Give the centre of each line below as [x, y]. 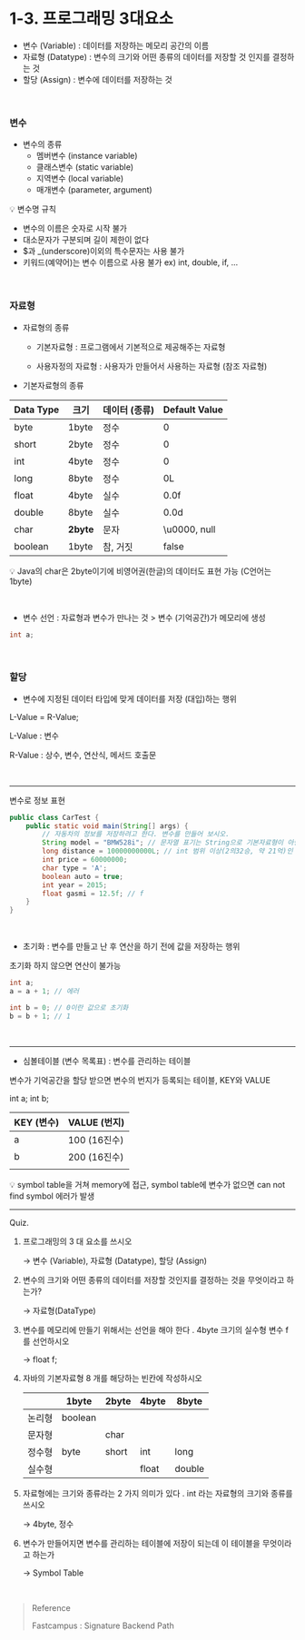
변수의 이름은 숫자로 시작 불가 [74, 229]
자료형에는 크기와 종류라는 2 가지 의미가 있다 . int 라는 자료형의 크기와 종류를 [157, 1493]
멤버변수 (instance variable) [87, 156]
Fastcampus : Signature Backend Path [103, 1625]
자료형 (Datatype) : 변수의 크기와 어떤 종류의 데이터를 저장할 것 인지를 [146, 56]
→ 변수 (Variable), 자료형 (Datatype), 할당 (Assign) [114, 1260]
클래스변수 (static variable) [85, 167]
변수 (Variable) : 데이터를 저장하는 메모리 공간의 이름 [116, 45]
